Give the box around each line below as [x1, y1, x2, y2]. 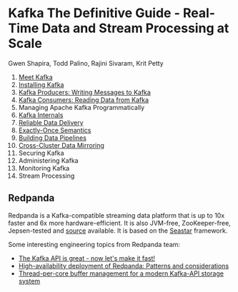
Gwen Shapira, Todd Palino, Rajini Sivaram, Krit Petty [8, 59, 164, 67]
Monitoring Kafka [18, 163, 70, 172]
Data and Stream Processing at [41, 20, 229, 36]
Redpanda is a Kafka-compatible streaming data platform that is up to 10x [8, 211, 225, 219]
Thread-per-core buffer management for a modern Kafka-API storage [18, 269, 224, 278]
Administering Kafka [18, 156, 79, 165]
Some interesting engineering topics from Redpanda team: [8, 240, 181, 248]
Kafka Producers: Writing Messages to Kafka [18, 88, 151, 96]
